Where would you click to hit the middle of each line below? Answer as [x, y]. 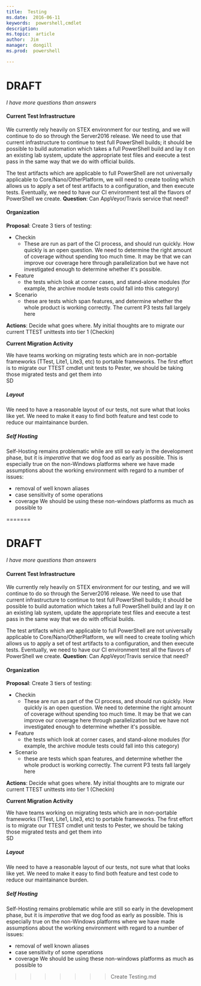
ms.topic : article [31, 34]
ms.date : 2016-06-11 [33, 17]
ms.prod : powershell [33, 51]
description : [22, 29]
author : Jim [22, 40]
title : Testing [26, 12]
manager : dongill [29, 46]
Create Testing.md [133, 977]
